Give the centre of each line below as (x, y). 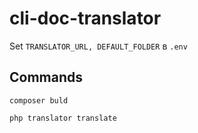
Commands (46, 77)
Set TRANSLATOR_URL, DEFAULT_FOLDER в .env (98, 46)
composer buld (39, 100)
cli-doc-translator (85, 18)
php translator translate (63, 118)
